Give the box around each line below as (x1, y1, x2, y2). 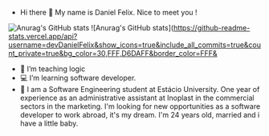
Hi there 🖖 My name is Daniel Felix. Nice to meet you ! (19, 8, 198, 17)
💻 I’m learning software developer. (19, 73, 137, 82)
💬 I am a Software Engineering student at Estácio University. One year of (19, 85, 260, 94)
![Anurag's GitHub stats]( (91, 23, 174, 32)
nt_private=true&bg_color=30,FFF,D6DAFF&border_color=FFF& (8, 49, 218, 58)
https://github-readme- (173, 23, 251, 32)
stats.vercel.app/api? (8, 32, 78, 41)
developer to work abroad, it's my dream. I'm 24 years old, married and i (19, 110, 260, 119)
